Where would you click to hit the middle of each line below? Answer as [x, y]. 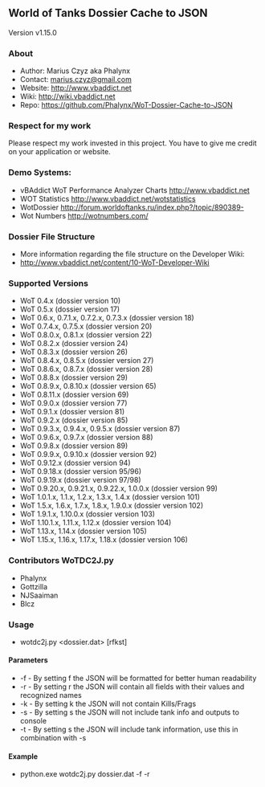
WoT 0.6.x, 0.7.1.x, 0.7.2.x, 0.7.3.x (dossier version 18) [107, 318]
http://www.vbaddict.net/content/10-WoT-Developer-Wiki [115, 263]
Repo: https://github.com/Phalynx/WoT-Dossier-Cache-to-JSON [126, 105]
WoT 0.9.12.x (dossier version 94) [75, 463]
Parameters [28, 660]
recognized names [51, 695]
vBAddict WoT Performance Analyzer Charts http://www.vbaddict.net [135, 190]
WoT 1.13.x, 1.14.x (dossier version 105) [83, 531]
